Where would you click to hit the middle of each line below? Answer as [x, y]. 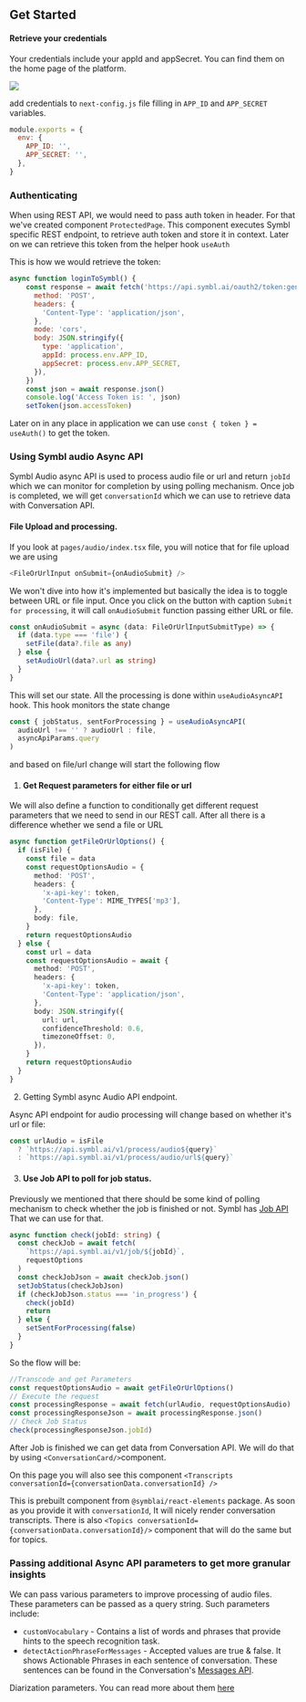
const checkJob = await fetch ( [77, 1243]
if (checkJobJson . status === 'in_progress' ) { [107, 1294]
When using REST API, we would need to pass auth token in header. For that [153, 215]
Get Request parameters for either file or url [107, 785]
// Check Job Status [49, 1422]
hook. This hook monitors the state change [90, 705]
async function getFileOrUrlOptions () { [87, 842]
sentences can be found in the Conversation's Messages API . [138, 1670]
